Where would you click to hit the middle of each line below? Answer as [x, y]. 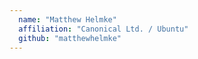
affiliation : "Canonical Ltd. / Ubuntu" [103, 29]
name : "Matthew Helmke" [67, 19]
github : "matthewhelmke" [70, 38]
